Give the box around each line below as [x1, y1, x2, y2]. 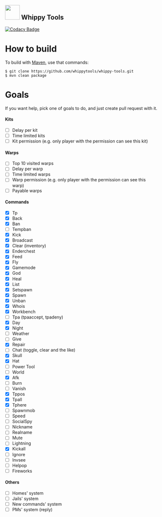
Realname [12, 429, 33, 435]
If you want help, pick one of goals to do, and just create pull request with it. [5, 105, 158, 111]
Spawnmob [12, 408, 36, 413]
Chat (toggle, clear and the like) [12, 347, 75, 353]
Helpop [12, 463, 27, 468]
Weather [12, 331, 30, 337]
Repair [12, 341, 25, 348]
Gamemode [12, 265, 36, 270]
